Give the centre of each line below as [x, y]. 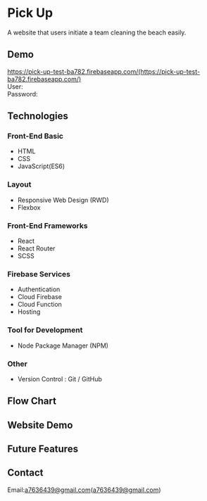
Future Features [43, 449]
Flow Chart [32, 401]
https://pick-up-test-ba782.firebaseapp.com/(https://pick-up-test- [104, 71]
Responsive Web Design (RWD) [63, 200]
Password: [23, 94]
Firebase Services [39, 274]
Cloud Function [39, 305]
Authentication [39, 289]
